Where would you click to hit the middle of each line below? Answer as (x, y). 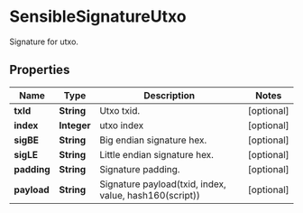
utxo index (121, 125)
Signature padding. (139, 169)
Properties (40, 70)
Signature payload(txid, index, (163, 184)
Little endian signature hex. (156, 154)
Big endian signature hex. (153, 140)
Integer (75, 125)
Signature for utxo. (44, 42)
